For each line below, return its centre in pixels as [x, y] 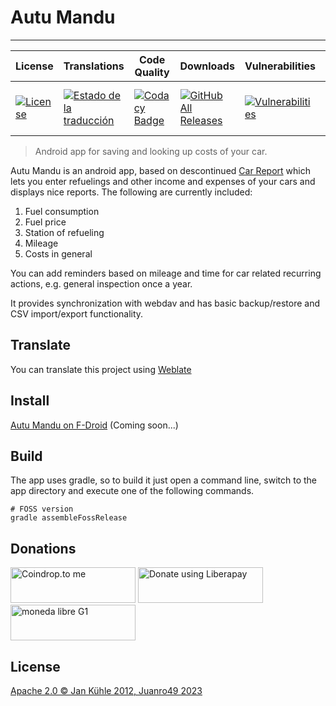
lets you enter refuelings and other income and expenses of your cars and [163, 181]
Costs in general [58, 253]
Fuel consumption [62, 211]
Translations [94, 66]
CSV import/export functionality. [77, 313]
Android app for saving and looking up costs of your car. [151, 151]
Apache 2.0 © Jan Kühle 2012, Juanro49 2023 [106, 690]
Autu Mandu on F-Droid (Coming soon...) [94, 425]
